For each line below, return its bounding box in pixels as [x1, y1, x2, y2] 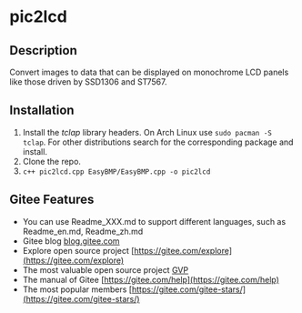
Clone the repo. [22, 156, 82, 167]
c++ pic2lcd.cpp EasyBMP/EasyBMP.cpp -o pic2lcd [22, 167, 211, 177]
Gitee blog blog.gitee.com [22, 235, 120, 247]
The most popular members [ [22, 284, 133, 295]
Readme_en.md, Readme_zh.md [22, 226, 144, 237]
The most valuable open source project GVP [22, 264, 189, 275]
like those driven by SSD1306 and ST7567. [9, 76, 167, 87]
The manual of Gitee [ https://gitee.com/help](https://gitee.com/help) [22, 274, 280, 285]
